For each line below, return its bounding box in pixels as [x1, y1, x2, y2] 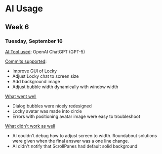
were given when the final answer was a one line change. [12, 138, 129, 144]
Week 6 [5, 23, 29, 31]
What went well [5, 93, 37, 99]
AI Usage [5, 3, 43, 14]
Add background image [12, 78, 60, 84]
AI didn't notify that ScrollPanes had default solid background [12, 143, 138, 149]
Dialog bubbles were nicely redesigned [12, 103, 92, 109]
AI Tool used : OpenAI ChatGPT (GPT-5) [5, 49, 85, 54]
